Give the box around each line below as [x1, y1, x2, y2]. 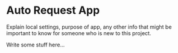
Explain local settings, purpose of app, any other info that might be [6, 23, 172, 30]
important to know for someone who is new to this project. [6, 29, 151, 36]
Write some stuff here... [6, 41, 65, 48]
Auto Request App [6, 4, 100, 17]
